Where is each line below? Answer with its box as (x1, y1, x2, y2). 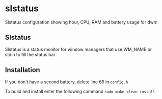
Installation (5, 66, 40, 74)
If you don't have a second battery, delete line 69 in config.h (5, 79, 128, 85)
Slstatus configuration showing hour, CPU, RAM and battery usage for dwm (5, 19, 158, 25)
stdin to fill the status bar (5, 51, 55, 57)
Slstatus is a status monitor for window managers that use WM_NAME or (5, 46, 152, 52)
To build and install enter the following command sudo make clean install (5, 88, 156, 94)
